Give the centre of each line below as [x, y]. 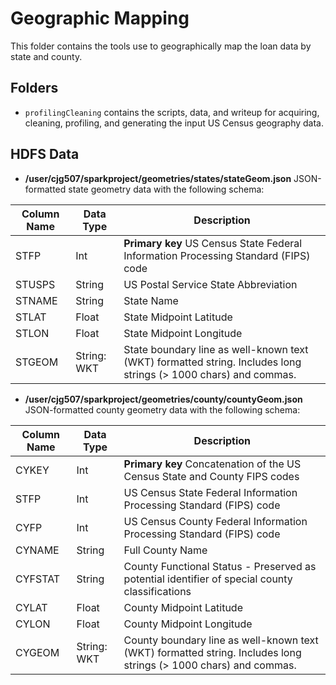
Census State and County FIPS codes [211, 476]
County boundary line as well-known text [221, 640]
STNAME [36, 300]
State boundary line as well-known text [216, 349]
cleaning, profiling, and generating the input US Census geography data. [174, 123]
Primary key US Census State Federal [213, 243]
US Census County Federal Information [215, 521]
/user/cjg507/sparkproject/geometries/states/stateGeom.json [158, 178]
